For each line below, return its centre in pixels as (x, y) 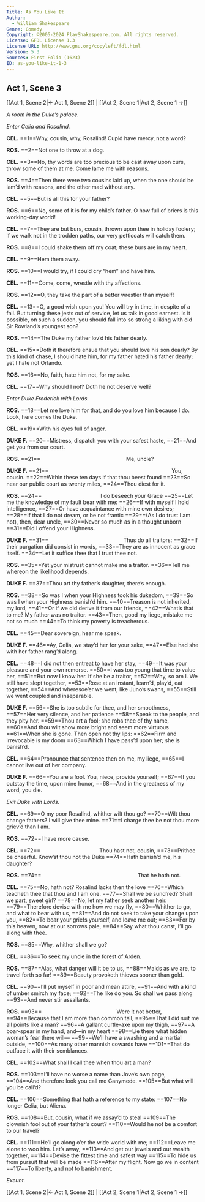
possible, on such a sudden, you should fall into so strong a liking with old (99, 320)
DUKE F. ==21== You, (95, 471)
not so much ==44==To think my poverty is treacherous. (78, 622)
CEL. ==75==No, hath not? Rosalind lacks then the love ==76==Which (95, 887)
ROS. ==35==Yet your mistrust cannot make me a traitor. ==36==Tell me (98, 565)
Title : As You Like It (35, 12)
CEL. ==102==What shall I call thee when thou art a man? (79, 1062)
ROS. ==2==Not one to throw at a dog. (55, 150)
